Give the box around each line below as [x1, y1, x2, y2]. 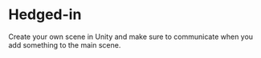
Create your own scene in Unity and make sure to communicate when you [8, 32, 254, 41]
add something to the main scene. [8, 40, 121, 49]
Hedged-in [8, 6, 82, 24]
